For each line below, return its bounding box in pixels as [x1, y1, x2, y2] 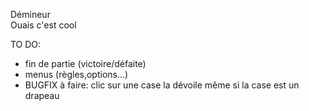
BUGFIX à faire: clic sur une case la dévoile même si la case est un [24, 79, 300, 91]
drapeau [24, 90, 60, 101]
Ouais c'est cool [10, 19, 77, 31]
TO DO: [10, 39, 42, 50]
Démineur [10, 9, 51, 20]
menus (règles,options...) [24, 69, 129, 80]
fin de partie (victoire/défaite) [24, 58, 147, 69]
